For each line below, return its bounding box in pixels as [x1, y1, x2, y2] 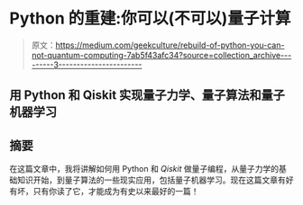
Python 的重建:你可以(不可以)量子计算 [9, 8, 291, 29]
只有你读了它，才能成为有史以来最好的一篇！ [32, 186, 199, 197]
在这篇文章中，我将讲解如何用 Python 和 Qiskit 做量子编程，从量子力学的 [9, 164, 280, 174]
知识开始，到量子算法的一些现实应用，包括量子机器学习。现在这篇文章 [16, 174, 278, 185]
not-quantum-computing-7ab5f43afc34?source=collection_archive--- [31, 49, 292, 60]
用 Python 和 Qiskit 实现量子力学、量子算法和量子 [9, 87, 286, 103]
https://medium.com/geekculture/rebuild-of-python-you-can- [55, 40, 285, 50]
